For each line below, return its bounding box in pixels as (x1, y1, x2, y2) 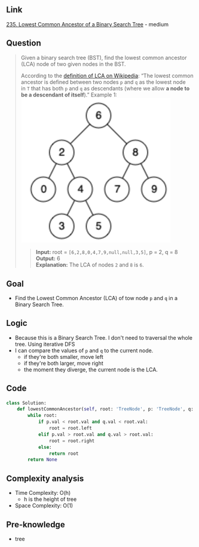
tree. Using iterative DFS (14, 340, 75, 347)
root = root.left (48, 425, 93, 431)
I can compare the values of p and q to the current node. (14, 347, 154, 354)
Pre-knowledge (6, 519, 65, 530)
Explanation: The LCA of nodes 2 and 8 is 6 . (35, 261, 145, 268)
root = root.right (48, 437, 95, 444)
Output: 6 (35, 255, 61, 262)
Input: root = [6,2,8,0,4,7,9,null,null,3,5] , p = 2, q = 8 (35, 249, 178, 256)
